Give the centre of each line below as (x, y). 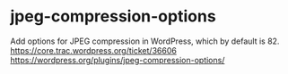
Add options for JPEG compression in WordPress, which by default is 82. (145, 41)
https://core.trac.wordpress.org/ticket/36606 (94, 50)
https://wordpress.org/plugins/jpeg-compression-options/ (118, 60)
